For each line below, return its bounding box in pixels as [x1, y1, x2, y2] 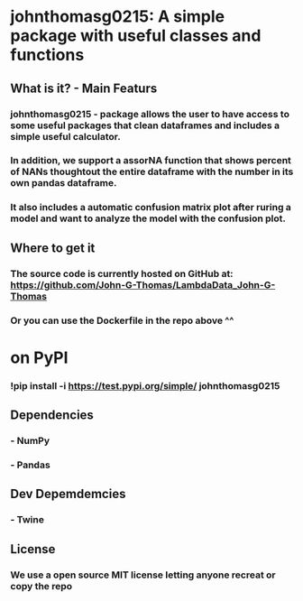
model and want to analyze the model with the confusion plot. [10, 212, 287, 225]
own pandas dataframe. [10, 177, 117, 190]
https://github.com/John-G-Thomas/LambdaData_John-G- [10, 278, 276, 291]
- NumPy [10, 435, 50, 447]
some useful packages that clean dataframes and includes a [10, 119, 280, 132]
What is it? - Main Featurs [10, 80, 158, 96]
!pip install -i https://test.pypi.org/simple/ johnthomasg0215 [10, 379, 280, 392]
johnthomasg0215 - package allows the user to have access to [10, 107, 289, 120]
